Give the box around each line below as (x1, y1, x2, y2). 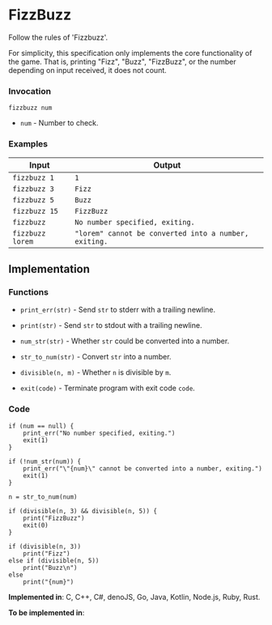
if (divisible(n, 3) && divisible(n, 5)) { (8, 507, 158, 515)
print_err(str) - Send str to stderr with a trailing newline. (19, 305, 216, 315)
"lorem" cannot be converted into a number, (74, 228, 249, 238)
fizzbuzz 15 (12, 206, 59, 215)
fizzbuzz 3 (12, 184, 54, 193)
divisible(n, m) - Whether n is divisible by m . (19, 368, 172, 377)
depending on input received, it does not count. (8, 65, 168, 74)
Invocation (8, 85, 51, 96)
